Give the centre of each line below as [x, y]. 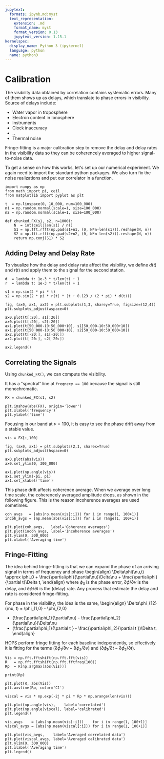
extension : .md [29, 23]
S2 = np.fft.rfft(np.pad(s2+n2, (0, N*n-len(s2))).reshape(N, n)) [83, 234]
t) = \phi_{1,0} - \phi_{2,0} [41, 608]
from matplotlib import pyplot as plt [44, 196]
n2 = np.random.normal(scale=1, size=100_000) [53, 213]
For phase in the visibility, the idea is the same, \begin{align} [66, 603]
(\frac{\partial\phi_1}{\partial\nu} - [46, 617]
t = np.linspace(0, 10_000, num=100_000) [49, 204]
